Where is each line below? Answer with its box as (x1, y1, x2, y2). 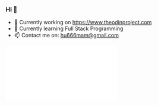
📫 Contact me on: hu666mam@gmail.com (14, 32, 119, 39)
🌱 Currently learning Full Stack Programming (14, 25, 124, 32)
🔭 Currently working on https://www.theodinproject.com (14, 19, 152, 26)
